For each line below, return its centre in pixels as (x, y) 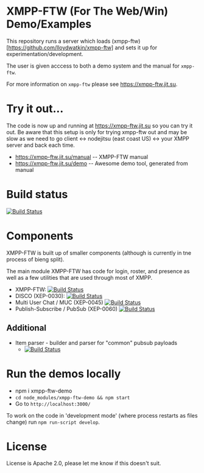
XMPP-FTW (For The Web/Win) (87, 11)
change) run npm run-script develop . (53, 422)
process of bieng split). (35, 259)
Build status (37, 195)
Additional (26, 328)
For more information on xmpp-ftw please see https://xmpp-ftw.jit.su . (92, 84)
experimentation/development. (45, 54)
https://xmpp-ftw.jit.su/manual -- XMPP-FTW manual (81, 157)
